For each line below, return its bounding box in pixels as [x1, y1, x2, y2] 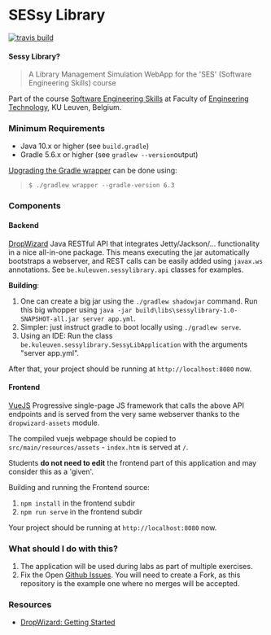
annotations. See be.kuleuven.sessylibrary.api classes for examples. [8, 265, 244, 274]
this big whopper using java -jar [20, 304, 133, 314]
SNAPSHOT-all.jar [20, 315, 80, 323]
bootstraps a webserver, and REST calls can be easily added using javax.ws [8, 256, 263, 265]
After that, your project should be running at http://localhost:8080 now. [8, 364, 252, 374]
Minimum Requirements [8, 123, 106, 134]
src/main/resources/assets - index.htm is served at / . [8, 442, 189, 452]
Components [8, 200, 61, 212]
